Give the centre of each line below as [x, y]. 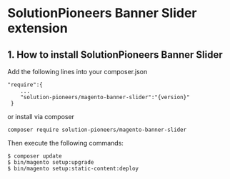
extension [37, 28]
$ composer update [35, 156]
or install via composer [41, 117]
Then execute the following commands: [65, 143]
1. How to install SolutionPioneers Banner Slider [115, 55]
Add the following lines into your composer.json [77, 72]
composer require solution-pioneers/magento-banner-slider [97, 130]
